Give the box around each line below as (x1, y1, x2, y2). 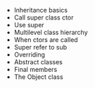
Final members (13, 66, 58, 73)
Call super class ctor (13, 13, 74, 22)
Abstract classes (13, 58, 63, 66)
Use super (13, 21, 44, 29)
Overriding (13, 50, 46, 59)
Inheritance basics (13, 6, 68, 14)
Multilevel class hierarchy (13, 28, 88, 36)
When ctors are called (13, 36, 79, 44)
